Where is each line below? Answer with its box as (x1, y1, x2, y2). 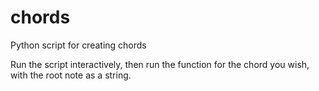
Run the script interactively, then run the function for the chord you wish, (10, 58, 310, 70)
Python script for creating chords (10, 39, 147, 51)
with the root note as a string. (10, 69, 132, 81)
